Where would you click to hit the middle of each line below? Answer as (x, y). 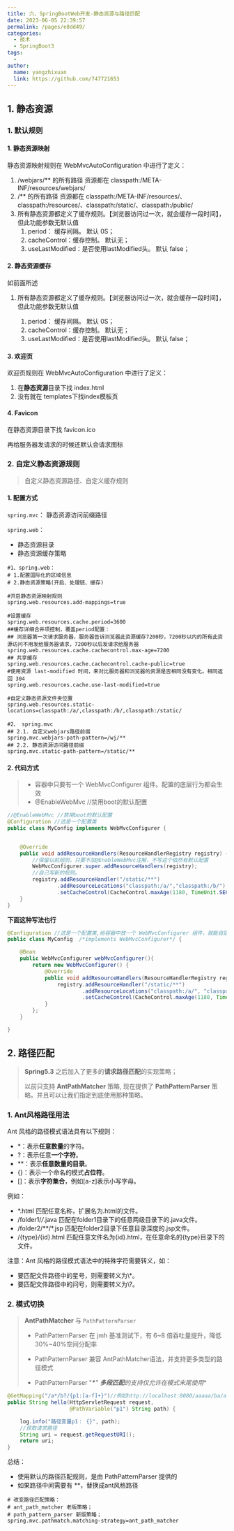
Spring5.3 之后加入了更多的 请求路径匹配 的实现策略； (101, 1071)
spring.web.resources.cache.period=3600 (67, 622)
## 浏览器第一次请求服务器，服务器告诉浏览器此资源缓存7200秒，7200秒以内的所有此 (112, 637)
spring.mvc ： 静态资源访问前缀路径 (57, 515)
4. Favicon (23, 412)
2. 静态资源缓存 (29, 266)
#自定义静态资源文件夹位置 (40, 698)
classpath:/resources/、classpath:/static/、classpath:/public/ (105, 205)
